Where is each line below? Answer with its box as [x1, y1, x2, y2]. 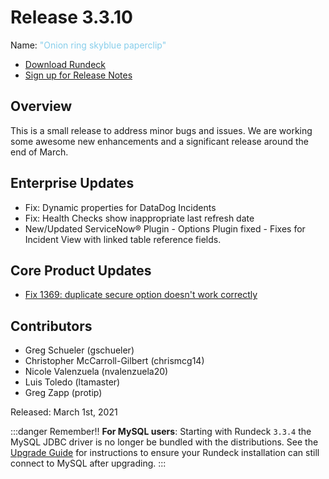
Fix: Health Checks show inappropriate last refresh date [24, 212, 255, 224]
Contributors [10, 317, 93, 335]
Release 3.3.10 [10, 6, 133, 29]
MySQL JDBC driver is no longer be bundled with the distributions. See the [10, 436, 319, 448]
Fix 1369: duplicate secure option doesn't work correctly [24, 289, 258, 301]
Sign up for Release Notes [24, 69, 133, 81]
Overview [10, 98, 73, 115]
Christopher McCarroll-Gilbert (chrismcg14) [24, 355, 205, 367]
